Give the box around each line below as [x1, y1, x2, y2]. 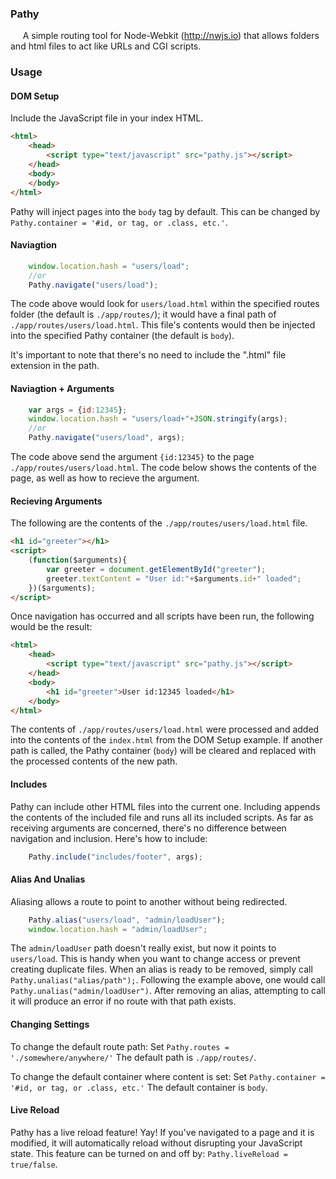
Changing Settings [10, 1018, 90, 1031]
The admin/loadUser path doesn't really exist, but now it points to [10, 942, 277, 954]
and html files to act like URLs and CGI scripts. [10, 40, 202, 52]
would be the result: [10, 621, 93, 633]
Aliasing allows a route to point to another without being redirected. [10, 895, 288, 907]
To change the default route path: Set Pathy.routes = [10, 1040, 230, 1052]
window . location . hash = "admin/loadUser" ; [28, 924, 208, 934]
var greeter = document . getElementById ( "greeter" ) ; [46, 564, 267, 574]
